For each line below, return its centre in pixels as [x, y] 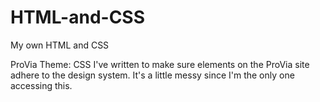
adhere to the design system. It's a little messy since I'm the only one [152, 75]
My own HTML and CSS [60, 45]
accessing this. [41, 85]
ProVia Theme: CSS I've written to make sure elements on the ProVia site [160, 64]
